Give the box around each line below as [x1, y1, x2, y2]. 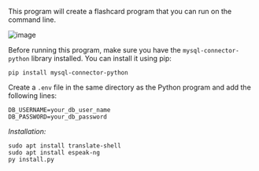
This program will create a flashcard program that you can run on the [8, 7, 232, 16]
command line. [8, 15, 57, 24]
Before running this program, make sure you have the [8, 45, 181, 54]
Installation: [8, 127, 46, 136]
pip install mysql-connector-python [8, 69, 128, 77]
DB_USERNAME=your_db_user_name [8, 106, 111, 114]
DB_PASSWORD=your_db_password [8, 113, 108, 121]
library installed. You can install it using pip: [31, 54, 172, 63]
